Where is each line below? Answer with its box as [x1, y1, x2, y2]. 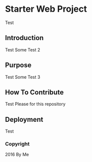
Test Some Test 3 [5, 74, 41, 80]
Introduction [5, 34, 44, 42]
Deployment [5, 115, 44, 123]
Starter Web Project [5, 3, 87, 15]
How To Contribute [5, 88, 64, 96]
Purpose [5, 61, 32, 69]
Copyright [5, 140, 30, 147]
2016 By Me [5, 152, 29, 158]
